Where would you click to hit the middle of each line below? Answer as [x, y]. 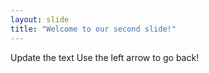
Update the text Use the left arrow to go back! [105, 57]
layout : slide [40, 19]
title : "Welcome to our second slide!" [93, 29]
